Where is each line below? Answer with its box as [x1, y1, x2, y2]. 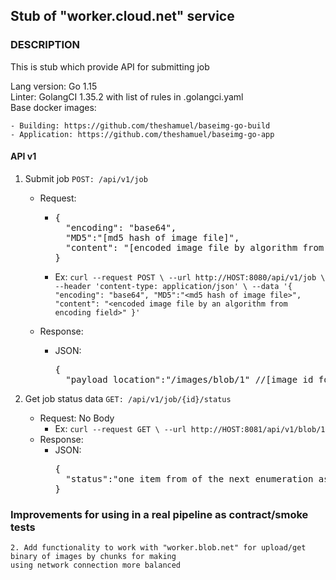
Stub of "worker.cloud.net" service [10, 8, 235, 25]
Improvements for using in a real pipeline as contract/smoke [10, 507, 309, 521]
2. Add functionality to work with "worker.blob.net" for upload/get [10, 543, 307, 553]
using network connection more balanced [10, 560, 182, 571]
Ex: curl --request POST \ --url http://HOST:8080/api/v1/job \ [54, 270, 326, 283]
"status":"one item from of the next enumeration [65, 473, 314, 484]
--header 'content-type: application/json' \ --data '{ [54, 281, 293, 291]
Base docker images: [10, 101, 97, 113]
